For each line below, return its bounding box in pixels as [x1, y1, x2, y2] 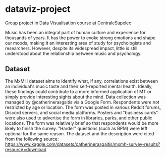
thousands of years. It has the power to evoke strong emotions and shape [5, 35, 156, 41]
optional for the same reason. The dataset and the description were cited [5, 130, 155, 137]
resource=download [5, 146, 47, 152]
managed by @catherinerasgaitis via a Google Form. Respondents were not [5, 99, 160, 105]
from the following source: [5, 136, 59, 142]
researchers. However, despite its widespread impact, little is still [5, 45, 138, 51]
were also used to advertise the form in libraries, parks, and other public [5, 115, 153, 121]
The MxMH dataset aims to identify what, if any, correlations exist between [5, 78, 158, 84]
